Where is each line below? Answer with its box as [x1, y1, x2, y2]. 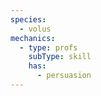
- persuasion [36, 71, 92, 81]
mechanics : [10, 33, 56, 43]
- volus [19, 24, 52, 34]
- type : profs [19, 42, 78, 53]
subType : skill [28, 52, 92, 62]
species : [10, 14, 47, 25]
